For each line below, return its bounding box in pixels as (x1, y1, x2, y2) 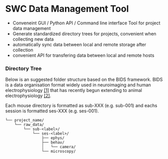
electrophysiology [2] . (5, 92, 52, 99)
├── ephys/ (41, 136, 65, 141)
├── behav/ (41, 140, 65, 145)
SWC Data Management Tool (5, 3, 129, 15)
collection (12, 47, 33, 53)
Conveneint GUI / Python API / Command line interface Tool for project (12, 20, 161, 26)
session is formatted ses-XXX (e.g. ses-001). (5, 108, 99, 114)
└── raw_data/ (14, 122, 44, 128)
